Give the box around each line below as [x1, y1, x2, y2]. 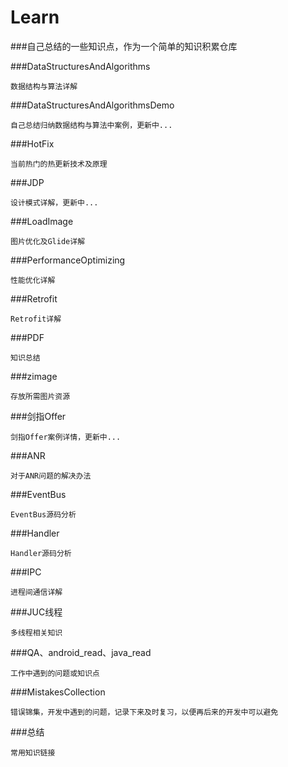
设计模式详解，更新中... [10, 197, 99, 208]
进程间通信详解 [10, 587, 63, 597]
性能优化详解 [10, 275, 56, 285]
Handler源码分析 [10, 548, 72, 558]
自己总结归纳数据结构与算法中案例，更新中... [10, 120, 173, 130]
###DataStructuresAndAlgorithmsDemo [10, 99, 175, 111]
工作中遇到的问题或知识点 [10, 668, 100, 678]
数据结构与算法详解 [10, 81, 78, 91]
